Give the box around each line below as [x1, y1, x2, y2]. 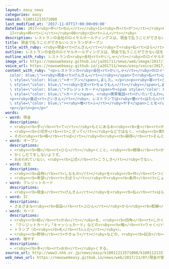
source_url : [5, 250, 30, 255]
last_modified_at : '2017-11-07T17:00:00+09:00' [5, 21, 107, 27]
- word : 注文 [5, 161, 31, 166]
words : [5, 110, 19, 116]
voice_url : [5, 63, 28, 68]
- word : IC [5, 194, 28, 199]
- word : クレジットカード [5, 181, 54, 186]
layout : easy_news [5, 7, 44, 13]
